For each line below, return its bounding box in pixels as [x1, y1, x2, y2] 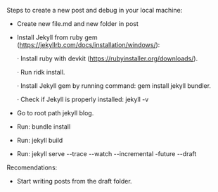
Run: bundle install [16, 122, 71, 131]
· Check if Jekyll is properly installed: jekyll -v [16, 95, 149, 103]
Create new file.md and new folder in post [16, 20, 139, 27]
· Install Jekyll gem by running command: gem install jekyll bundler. [16, 82, 212, 90]
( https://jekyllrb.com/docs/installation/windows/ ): [16, 41, 160, 49]
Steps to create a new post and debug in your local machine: [6, 6, 183, 14]
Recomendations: [6, 163, 58, 172]
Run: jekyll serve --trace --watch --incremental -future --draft [16, 150, 197, 158]
